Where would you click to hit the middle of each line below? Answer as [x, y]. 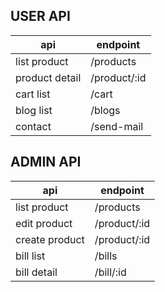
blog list [34, 110]
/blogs [105, 110]
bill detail [36, 272]
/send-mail [117, 126]
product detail [48, 77]
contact [33, 126]
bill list [30, 256]
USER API [40, 16]
